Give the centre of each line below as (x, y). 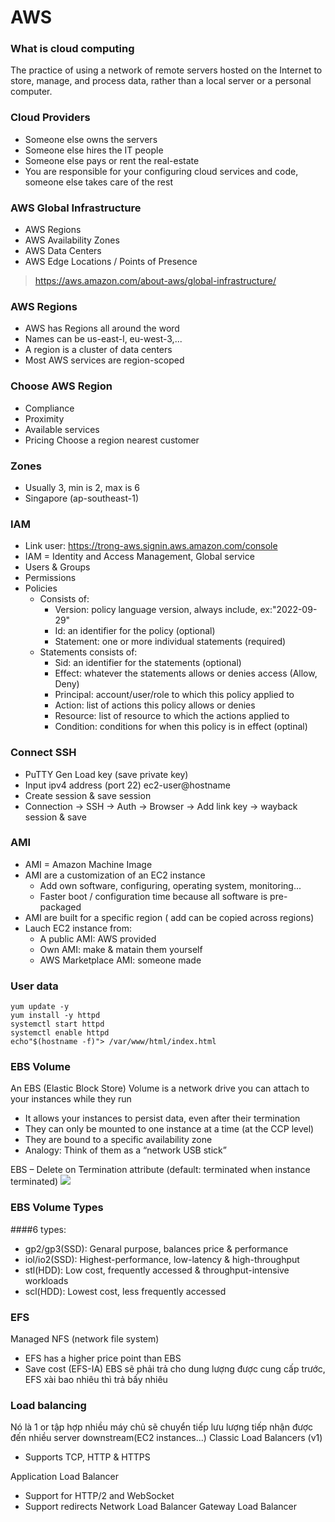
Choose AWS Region (61, 386)
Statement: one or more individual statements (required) (170, 642)
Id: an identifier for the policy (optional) (135, 631)
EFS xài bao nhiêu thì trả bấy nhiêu (96, 1380)
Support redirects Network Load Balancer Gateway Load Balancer (161, 1507)
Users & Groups (57, 567)
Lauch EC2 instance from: (78, 928)
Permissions (50, 578)
